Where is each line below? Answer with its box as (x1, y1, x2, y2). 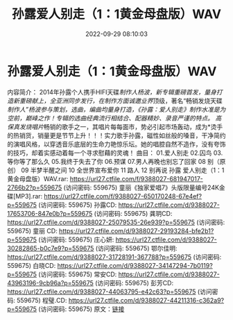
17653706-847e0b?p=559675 (7, 209, 93, 217)
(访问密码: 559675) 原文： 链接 (37, 305, 125, 313)
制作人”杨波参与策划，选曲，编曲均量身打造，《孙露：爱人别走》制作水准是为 (7, 105, 226, 113)
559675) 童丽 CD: (7, 226, 58, 235)
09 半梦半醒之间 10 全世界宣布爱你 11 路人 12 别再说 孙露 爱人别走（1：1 (20, 166, 225, 174)
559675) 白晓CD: (7, 261, 56, 269)
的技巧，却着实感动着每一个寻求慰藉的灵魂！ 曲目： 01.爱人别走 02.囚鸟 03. (7, 149, 223, 157)
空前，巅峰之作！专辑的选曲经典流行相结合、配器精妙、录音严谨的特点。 (7, 114, 214, 122)
